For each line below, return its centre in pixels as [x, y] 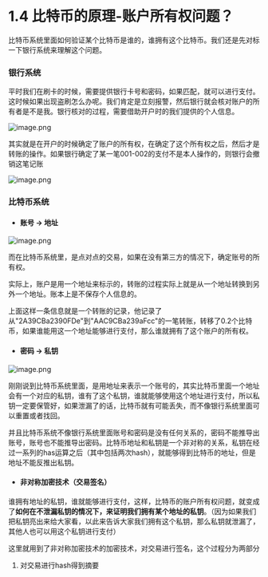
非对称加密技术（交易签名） [65, 482]
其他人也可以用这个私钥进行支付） [64, 531]
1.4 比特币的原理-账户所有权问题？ [121, 16]
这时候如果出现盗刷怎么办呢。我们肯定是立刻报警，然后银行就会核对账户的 [130, 101]
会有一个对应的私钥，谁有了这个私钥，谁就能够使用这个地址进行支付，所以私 [134, 395]
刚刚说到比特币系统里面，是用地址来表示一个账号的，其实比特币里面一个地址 [134, 385]
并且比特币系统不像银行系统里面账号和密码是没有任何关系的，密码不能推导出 [134, 433]
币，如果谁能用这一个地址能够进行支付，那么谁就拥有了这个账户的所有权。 [130, 331]
